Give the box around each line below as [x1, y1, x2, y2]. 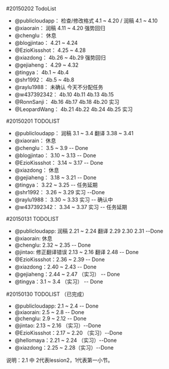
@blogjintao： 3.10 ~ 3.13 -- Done [14, 152, 97, 159]
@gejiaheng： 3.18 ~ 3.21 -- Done [14, 174, 97, 181]
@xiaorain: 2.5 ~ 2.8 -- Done [14, 309, 84, 315]
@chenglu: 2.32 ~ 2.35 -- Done [14, 241, 91, 249]
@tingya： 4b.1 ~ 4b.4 [14, 69, 69, 76]
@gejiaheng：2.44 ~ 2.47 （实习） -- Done [14, 271, 120, 277]
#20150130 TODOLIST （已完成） [6, 290, 87, 298]
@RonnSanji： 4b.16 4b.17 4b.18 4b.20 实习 [14, 99, 120, 105]
